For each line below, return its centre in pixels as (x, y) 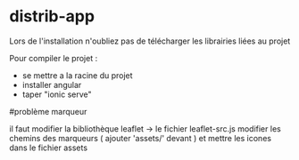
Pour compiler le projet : (54, 58)
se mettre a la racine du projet (77, 75)
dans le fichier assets (48, 148)
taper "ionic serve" (57, 94)
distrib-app (52, 16)
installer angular (52, 84)
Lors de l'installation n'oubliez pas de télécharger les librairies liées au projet (150, 41)
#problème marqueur (48, 111)
